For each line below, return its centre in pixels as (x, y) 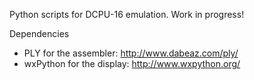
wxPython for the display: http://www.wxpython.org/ (132, 63)
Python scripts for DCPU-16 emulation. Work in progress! (127, 14)
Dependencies (39, 33)
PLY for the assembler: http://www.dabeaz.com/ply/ (131, 53)
